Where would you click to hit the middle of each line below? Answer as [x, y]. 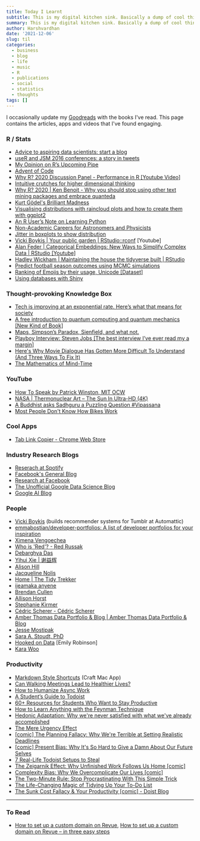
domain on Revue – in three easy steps [62, 831]
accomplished [32, 721]
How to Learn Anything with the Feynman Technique [79, 709]
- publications [30, 78]
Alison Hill [27, 567]
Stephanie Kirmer [36, 605]
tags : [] [17, 100]
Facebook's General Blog [46, 474]
